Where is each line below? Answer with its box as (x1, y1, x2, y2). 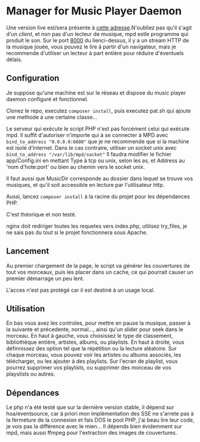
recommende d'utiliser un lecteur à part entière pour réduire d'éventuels (6, 49, 184, 56)
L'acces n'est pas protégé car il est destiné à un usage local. (6, 286, 155, 293)
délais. (6, 56, 23, 63)
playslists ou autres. (6, 370, 56, 378)
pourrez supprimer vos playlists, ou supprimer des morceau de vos (6, 364, 171, 371)
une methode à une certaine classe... (6, 113, 97, 120)
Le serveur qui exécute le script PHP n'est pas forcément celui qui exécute (6, 125, 190, 132)
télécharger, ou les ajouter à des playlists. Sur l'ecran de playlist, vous (6, 358, 178, 365)
